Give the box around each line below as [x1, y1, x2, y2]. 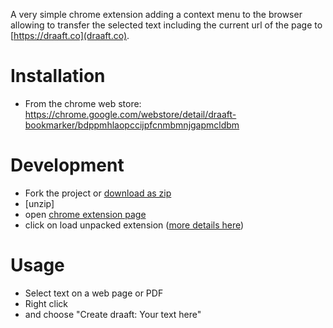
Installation [10, 65, 106, 88]
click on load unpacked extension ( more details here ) [24, 219, 245, 231]
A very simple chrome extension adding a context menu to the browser [10, 9, 303, 20]
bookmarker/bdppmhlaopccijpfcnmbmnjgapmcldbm [24, 119, 240, 131]
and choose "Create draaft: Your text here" [24, 308, 202, 320]
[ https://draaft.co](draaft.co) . [10, 30, 130, 41]
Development [10, 154, 125, 177]
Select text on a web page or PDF [24, 287, 164, 299]
